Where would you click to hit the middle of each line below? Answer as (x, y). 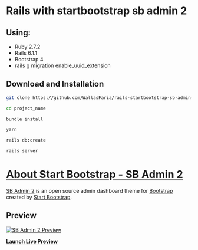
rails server (22, 151)
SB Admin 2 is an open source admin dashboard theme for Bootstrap (90, 191)
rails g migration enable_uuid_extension (62, 65)
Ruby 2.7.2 (27, 47)
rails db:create (26, 140)
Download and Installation (55, 84)
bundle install (25, 119)
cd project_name (26, 108)
